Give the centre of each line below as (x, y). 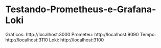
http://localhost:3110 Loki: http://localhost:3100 (55, 40)
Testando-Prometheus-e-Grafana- (81, 9)
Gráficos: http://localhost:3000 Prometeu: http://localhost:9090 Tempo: (80, 34)
